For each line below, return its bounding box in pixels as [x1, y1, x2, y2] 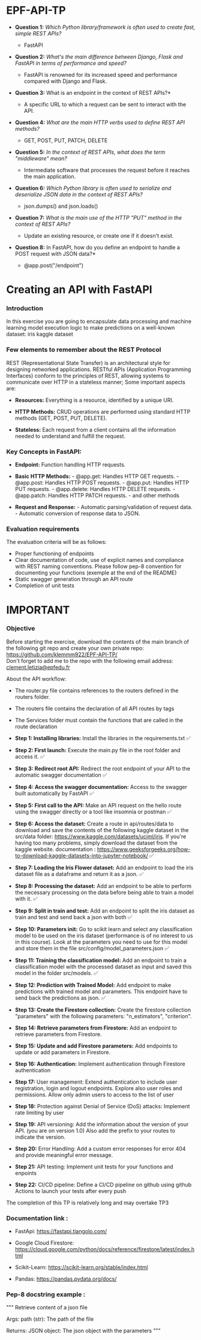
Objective [6, 624, 35, 633]
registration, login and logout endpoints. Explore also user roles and [14, 1084, 182, 1091]
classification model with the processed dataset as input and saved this [14, 963, 192, 970]
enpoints [14, 1169, 37, 1177]
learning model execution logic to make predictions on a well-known [6, 324, 175, 331]
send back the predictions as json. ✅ [14, 994, 106, 1001]
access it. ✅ [14, 753, 45, 760]
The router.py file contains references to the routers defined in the [14, 687, 179, 694]
